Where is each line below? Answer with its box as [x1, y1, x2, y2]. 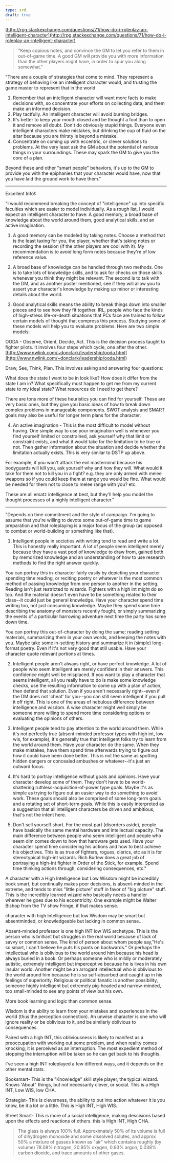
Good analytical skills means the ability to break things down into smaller [12, 301, 166, 307]
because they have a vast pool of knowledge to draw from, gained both [12, 549, 164, 555]
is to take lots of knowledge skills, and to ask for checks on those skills [12, 269, 162, 276]
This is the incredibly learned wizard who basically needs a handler [5, 892, 147, 898]
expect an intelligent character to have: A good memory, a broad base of [5, 211, 159, 217]
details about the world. [12, 291, 63, 297]
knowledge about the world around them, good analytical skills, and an [5, 216, 155, 223]
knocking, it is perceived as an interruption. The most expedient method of [5, 1045, 163, 1051]
